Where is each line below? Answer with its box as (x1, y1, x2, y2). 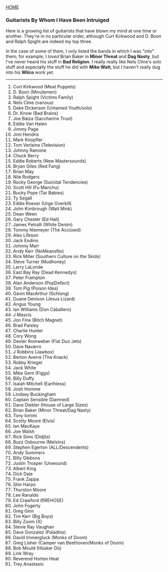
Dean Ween (12, 211, 37, 217)
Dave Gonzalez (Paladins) (12, 529, 66, 535)
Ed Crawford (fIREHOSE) (12, 498, 64, 504)
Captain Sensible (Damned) (12, 397, 70, 403)
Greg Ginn (12, 508, 34, 514)
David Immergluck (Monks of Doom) (12, 535, 88, 541)
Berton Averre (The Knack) (12, 354, 68, 360)
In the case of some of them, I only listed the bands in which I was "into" (5, 48, 155, 54)
